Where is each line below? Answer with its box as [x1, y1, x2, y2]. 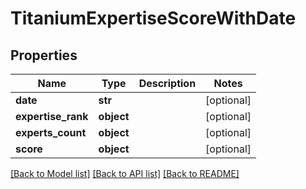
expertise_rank [15, 110, 89, 123]
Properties [10, 47, 78, 64]
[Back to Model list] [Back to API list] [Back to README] [10, 168, 240, 179]
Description [138, 77, 197, 90]
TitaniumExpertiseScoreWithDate [10, 7, 297, 30]
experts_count [15, 126, 87, 139]
